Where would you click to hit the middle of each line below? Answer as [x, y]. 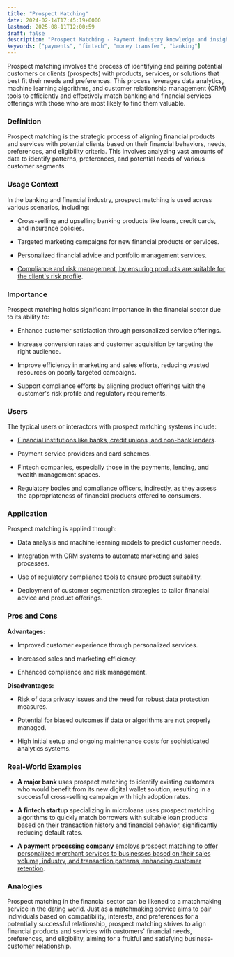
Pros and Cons [32, 616]
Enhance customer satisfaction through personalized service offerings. [119, 330]
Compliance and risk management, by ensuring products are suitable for [121, 268]
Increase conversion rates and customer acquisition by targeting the [115, 344]
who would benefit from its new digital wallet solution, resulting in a [114, 789]
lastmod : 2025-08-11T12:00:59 [51, 27]
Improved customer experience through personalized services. [108, 645]
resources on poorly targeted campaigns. [77, 372]
